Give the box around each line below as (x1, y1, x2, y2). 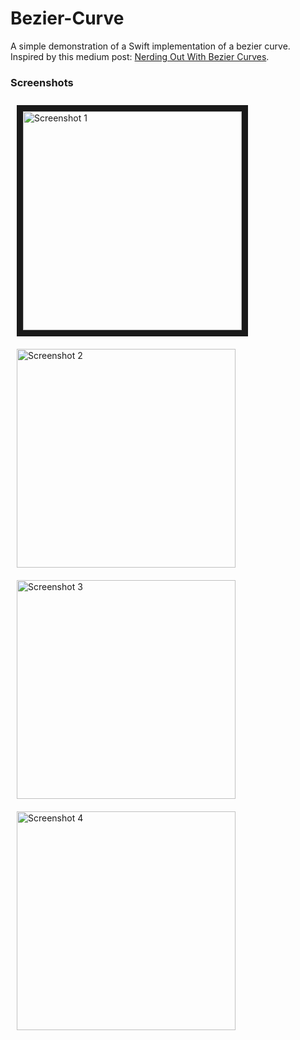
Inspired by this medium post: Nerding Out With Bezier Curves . (10, 50, 270, 62)
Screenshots (10, 75, 74, 89)
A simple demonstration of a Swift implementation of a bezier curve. (10, 40, 291, 52)
